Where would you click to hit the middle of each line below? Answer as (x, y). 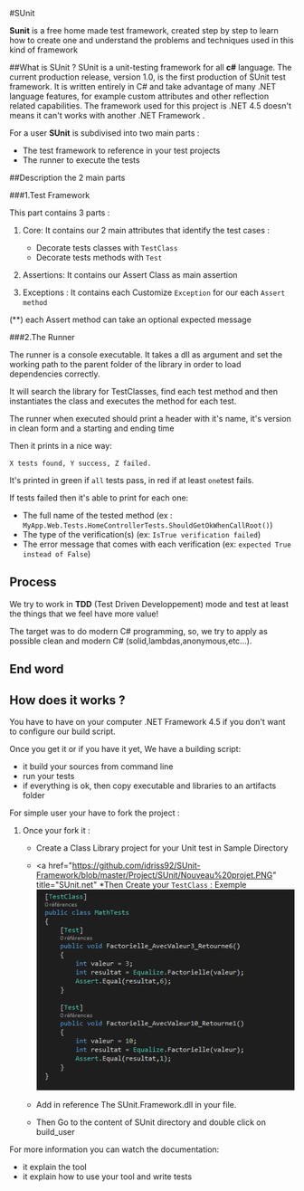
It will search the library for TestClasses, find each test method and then (144, 391)
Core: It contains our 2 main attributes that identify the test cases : (146, 230)
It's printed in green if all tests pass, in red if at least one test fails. (132, 480)
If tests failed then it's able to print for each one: (99, 498)
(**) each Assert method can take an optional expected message (130, 319)
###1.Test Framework (50, 195)
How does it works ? (67, 700)
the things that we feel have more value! (84, 614)
